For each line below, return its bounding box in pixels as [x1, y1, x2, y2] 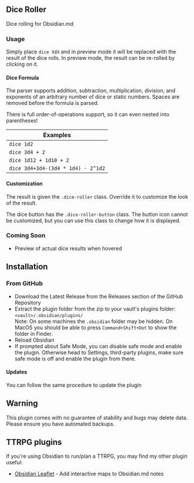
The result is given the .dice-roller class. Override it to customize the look [6, 193, 189, 200]
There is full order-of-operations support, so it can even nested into [6, 111, 170, 118]
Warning [6, 399, 38, 409]
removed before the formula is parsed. [6, 100, 99, 107]
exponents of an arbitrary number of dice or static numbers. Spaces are [6, 93, 180, 100]
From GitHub [6, 280, 43, 288]
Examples [43, 131, 72, 140]
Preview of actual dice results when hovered [14, 244, 122, 251]
